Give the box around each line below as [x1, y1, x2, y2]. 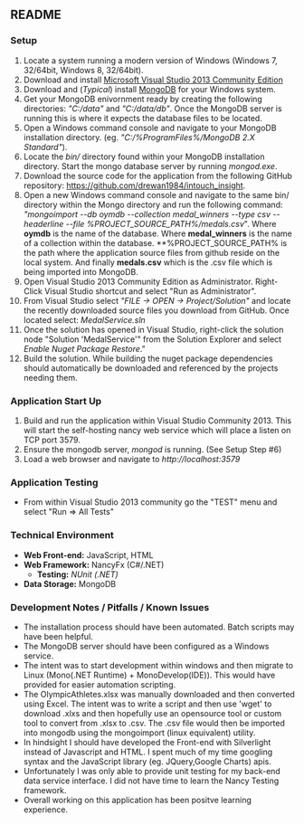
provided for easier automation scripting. [23, 678, 176, 690]
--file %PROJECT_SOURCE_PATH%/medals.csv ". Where [65, 218, 277, 229]
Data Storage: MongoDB [23, 578, 117, 589]
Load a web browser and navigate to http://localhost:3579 [23, 453, 241, 464]
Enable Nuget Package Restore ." [23, 343, 146, 354]
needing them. [23, 372, 78, 383]
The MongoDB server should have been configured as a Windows [23, 640, 270, 651]
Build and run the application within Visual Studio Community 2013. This [23, 415, 292, 426]
